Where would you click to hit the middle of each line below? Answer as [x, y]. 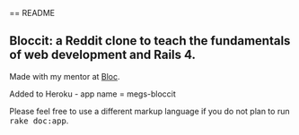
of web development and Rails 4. [102, 55]
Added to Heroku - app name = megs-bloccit [93, 94]
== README [32, 13]
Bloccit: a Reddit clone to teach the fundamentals [150, 41]
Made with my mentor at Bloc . [65, 76]
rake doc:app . [39, 121]
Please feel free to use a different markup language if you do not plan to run [149, 111]
